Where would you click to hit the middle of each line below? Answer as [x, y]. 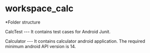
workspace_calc [39, 9]
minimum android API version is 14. [41, 46]
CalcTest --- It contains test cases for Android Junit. [58, 31]
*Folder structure [23, 22]
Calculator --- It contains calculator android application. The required [75, 41]
